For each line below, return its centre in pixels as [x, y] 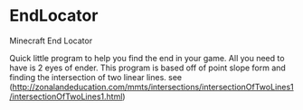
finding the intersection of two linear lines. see [96, 77]
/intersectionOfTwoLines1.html [66, 96]
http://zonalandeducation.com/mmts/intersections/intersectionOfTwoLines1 [153, 87]
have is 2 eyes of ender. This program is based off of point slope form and [148, 68]
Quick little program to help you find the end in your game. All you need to [147, 58]
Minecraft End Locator [51, 41]
